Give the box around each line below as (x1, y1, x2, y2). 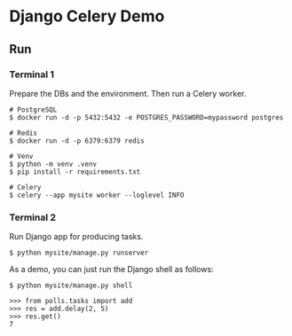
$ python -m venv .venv (9, 160, 98, 168)
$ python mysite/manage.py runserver (9, 248, 149, 258)
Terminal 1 (9, 68, 55, 81)
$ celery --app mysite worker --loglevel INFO (9, 191, 185, 199)
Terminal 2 (9, 211, 56, 223)
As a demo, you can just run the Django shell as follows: (9, 264, 215, 275)
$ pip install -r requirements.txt (9, 167, 141, 176)
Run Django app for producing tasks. (9, 231, 144, 242)
